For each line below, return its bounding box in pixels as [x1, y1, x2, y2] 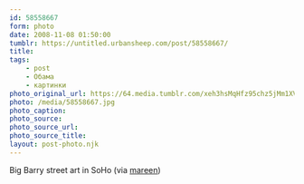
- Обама [25, 73, 54, 82]
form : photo [9, 22, 54, 31]
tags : [9, 55, 30, 64]
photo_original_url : [9, 89, 88, 98]
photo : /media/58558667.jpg [9, 97, 116, 107]
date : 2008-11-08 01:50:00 [9, 30, 111, 39]
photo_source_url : [9, 123, 79, 132]
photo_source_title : [9, 131, 88, 140]
